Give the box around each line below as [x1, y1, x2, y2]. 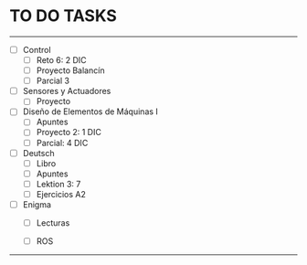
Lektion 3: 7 [36, 178, 81, 189]
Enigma [22, 198, 52, 210]
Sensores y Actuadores [22, 86, 111, 97]
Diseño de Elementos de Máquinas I [22, 106, 158, 117]
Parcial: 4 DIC [36, 137, 89, 148]
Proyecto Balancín [36, 65, 105, 76]
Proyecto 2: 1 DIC [36, 127, 102, 138]
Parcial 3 [36, 75, 70, 87]
